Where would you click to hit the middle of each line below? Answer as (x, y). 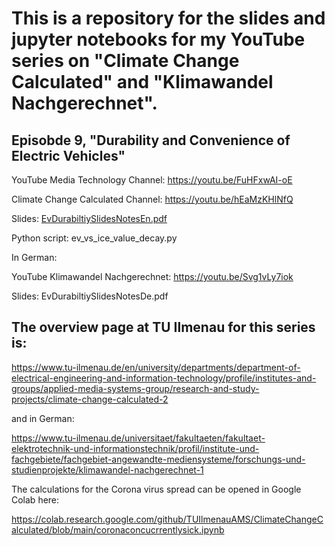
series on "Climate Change (125, 61)
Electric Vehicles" (68, 155)
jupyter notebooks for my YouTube (158, 39)
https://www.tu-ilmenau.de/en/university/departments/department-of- (156, 367)
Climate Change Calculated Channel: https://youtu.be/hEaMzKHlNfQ (152, 199)
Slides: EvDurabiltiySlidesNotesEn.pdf (89, 218)
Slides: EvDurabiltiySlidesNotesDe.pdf (90, 296)
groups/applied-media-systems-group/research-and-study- (135, 388)
